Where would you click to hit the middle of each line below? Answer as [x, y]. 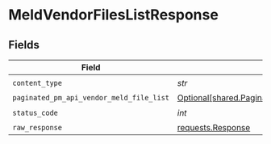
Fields [24, 45]
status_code [35, 112]
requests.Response [214, 127]
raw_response [38, 127]
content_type [38, 83]
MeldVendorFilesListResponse [114, 15]
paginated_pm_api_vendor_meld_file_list [91, 97]
